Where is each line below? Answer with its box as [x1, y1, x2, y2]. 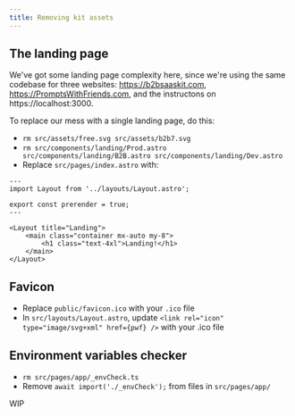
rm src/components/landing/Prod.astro [21, 144, 167, 153]
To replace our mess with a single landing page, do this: [9, 115, 215, 126]
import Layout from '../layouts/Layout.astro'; [9, 185, 190, 194]
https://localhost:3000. [9, 98, 94, 109]
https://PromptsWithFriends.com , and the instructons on [9, 88, 216, 99]
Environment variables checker [9, 347, 188, 362]
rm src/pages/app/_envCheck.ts [21, 373, 139, 382]
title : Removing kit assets [9, 12, 114, 22]
